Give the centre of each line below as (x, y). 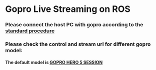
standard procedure (30, 31)
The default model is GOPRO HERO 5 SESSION (54, 62)
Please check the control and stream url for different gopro (78, 44)
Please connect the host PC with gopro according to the (74, 25)
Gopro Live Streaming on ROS (68, 9)
